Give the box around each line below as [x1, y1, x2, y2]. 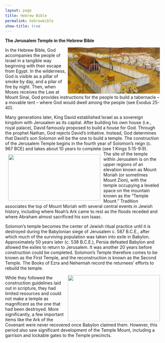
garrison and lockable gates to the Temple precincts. [5, 333, 112, 339]
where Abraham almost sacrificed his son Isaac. [5, 214, 102, 220]
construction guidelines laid [5, 280, 61, 286]
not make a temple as [5, 296, 49, 302]
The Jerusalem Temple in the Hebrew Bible [5, 37, 95, 44]
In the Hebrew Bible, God [5, 47, 56, 53]
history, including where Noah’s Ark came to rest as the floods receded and [5, 208, 158, 214]
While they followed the [5, 275, 53, 281]
